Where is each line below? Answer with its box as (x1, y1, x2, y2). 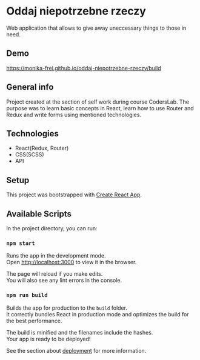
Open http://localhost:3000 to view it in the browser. (6, 259, 137, 266)
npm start (6, 239, 35, 247)
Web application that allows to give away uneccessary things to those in (6, 24, 187, 32)
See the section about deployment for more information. (6, 347, 147, 354)
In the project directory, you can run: (6, 225, 98, 232)
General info (6, 82, 54, 92)
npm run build (6, 292, 48, 299)
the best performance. (6, 317, 62, 324)
